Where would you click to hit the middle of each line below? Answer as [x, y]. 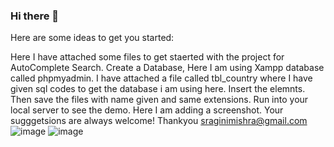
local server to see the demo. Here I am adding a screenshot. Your [147, 110]
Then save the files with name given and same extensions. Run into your [159, 100]
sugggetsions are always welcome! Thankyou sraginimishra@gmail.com [159, 121]
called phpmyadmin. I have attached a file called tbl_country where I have [161, 78]
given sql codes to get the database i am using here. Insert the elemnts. [158, 89]
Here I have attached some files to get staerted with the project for [147, 57]
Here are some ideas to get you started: [92, 38]
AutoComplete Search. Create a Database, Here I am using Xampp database [167, 68]
